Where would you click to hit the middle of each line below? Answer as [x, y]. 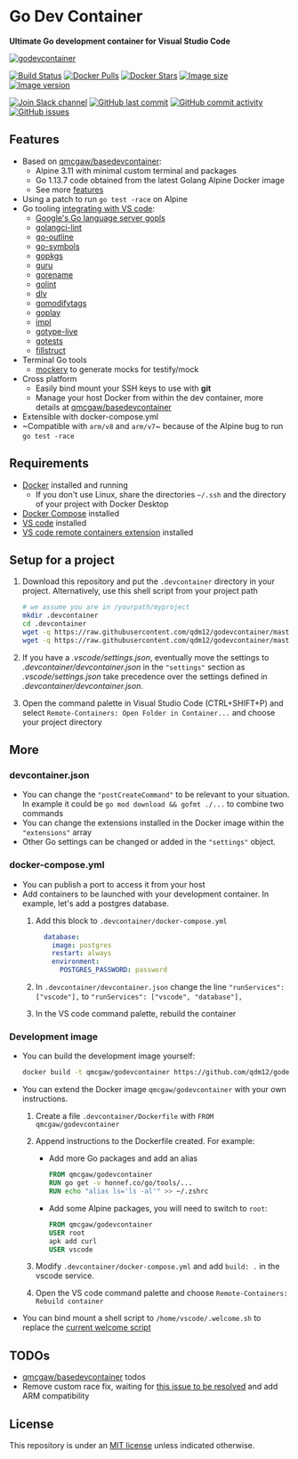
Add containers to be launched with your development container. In [145, 894]
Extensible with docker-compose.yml [90, 417]
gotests [49, 341]
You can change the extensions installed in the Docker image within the [153, 823]
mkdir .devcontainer [60, 616]
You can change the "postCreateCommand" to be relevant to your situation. [156, 795]
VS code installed [54, 523]
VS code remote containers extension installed [108, 532]
